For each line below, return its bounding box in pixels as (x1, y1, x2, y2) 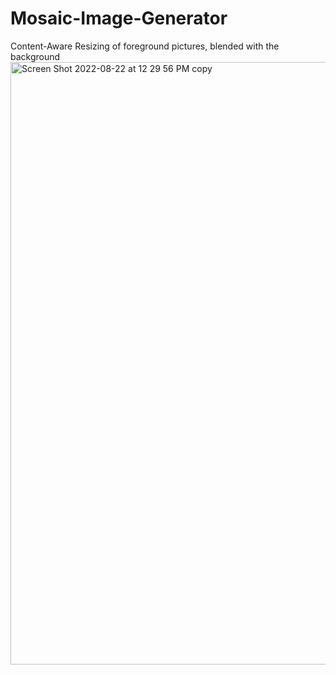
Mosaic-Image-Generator (10, 7, 228, 30)
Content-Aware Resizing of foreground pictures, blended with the (10, 40, 280, 52)
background (10, 50, 61, 62)
